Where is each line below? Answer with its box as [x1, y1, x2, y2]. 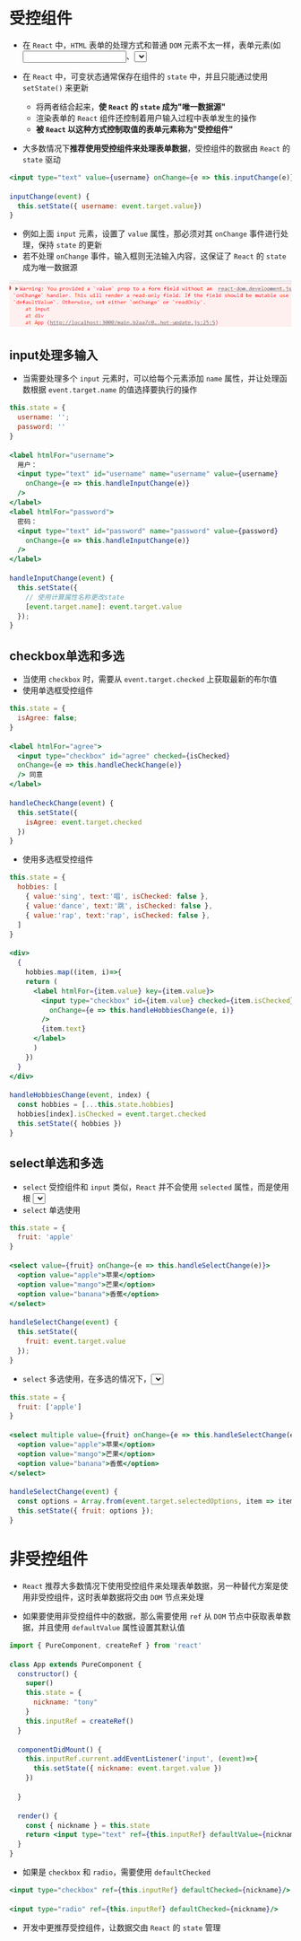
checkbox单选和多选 [9, 648, 125, 663]
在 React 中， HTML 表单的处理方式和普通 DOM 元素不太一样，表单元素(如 [21, 40, 281, 50]
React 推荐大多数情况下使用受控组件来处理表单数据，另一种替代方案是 [21, 1580, 280, 1591]
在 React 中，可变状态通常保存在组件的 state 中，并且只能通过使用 [21, 71, 269, 82]
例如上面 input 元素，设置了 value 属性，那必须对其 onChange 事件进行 [21, 228, 281, 239]
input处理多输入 [9, 347, 99, 363]
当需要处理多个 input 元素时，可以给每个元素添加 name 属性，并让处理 [21, 373, 279, 384]
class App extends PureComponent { [9, 1660, 142, 1669]
